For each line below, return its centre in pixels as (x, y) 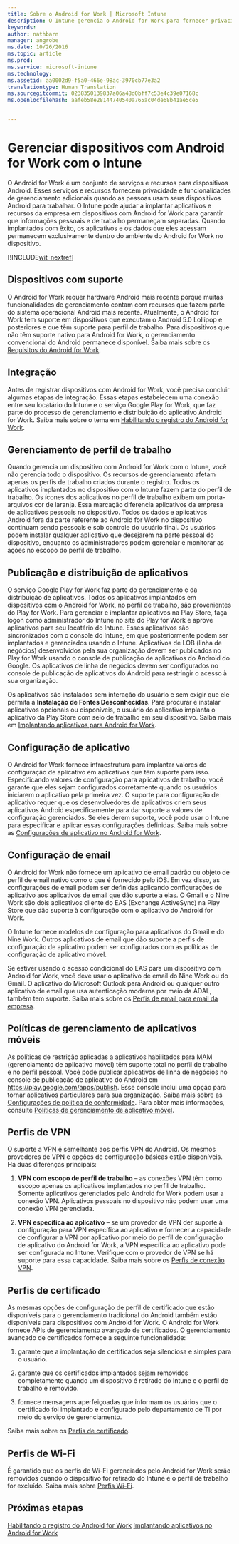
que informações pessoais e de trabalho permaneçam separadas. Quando (116, 220)
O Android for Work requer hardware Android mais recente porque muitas (115, 297)
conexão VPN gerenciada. (56, 1209)
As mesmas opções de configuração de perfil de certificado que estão (111, 1308)
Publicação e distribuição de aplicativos (98, 572)
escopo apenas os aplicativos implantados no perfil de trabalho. (112, 1186)
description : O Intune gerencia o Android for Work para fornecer (108, 21)
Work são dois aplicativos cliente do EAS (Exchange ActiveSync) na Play (114, 902)
